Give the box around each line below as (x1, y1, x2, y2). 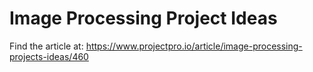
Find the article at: (9, 40, 84, 52)
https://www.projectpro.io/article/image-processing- (85, 40, 303, 52)
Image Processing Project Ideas (9, 7, 278, 30)
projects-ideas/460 (9, 50, 89, 62)
